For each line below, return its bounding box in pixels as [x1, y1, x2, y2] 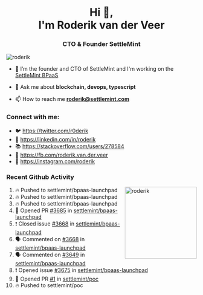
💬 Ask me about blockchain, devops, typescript [14, 83, 136, 91]
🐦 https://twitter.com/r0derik [14, 127, 89, 134]
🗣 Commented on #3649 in [14, 251, 85, 259]
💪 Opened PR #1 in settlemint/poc [14, 275, 99, 283]
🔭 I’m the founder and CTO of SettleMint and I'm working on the [14, 65, 174, 73]
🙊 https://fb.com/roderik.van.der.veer [14, 151, 108, 158]
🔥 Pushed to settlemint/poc [14, 282, 83, 289]
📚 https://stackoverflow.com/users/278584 [14, 142, 124, 150]
